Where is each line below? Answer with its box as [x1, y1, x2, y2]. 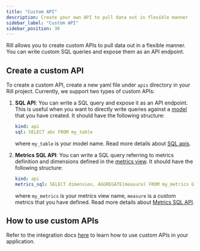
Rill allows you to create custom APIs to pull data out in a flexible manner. [6, 42, 186, 49]
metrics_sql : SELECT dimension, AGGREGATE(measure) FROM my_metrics [14, 181, 189, 187]
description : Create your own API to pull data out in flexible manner [6, 14, 188, 20]
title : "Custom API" [6, 8, 58, 15]
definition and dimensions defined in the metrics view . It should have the [14, 158, 193, 165]
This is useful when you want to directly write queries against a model [14, 106, 187, 113]
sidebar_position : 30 [6, 25, 60, 32]
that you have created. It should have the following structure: [14, 112, 165, 120]
